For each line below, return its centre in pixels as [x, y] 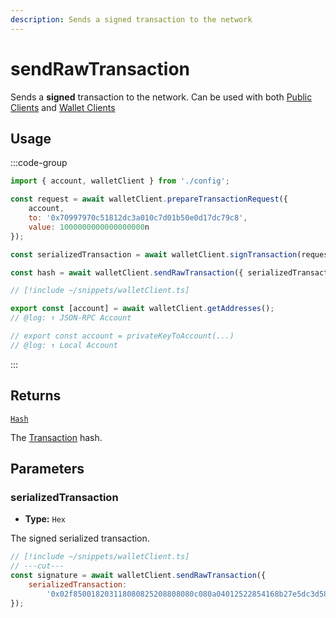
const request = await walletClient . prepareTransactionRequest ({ [149, 199]
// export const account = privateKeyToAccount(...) [122, 336]
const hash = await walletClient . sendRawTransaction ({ [127, 272]
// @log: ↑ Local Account [64, 345]
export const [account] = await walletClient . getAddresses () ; [142, 309]
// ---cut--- [37, 566]
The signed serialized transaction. [80, 538]
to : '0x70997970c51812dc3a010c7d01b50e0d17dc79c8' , [138, 218]
